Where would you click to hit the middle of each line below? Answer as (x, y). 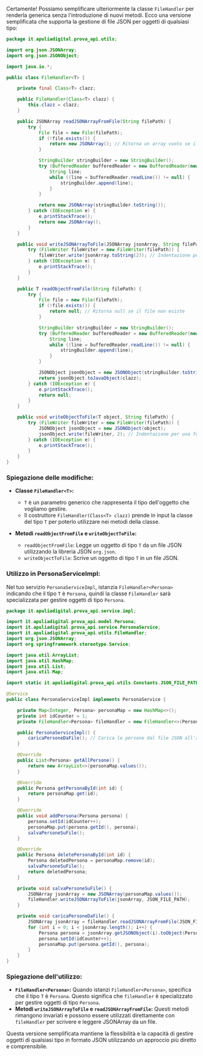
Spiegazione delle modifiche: (50, 477)
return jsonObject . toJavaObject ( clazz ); (90, 378)
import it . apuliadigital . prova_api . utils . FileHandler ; (77, 633)
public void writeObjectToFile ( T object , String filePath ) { (95, 417)
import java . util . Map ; (35, 672)
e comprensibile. (27, 1046)
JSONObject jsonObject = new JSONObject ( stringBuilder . (110, 373)
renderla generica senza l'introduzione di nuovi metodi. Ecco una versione (99, 15)
